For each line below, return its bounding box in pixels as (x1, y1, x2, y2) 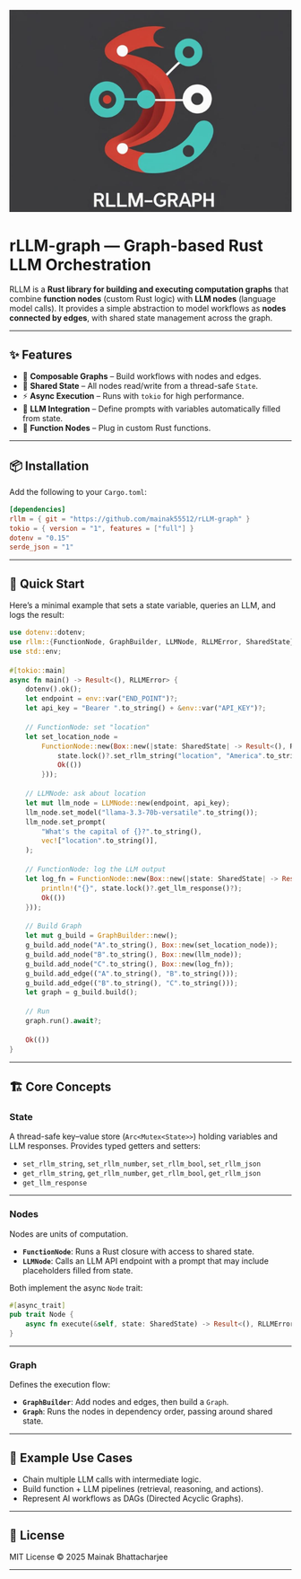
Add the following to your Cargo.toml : (9, 486, 148, 497)
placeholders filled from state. (21, 1265, 133, 1275)
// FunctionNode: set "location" (25, 722, 150, 732)
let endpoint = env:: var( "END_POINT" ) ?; (25, 694, 178, 703)
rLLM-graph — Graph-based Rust (9, 235, 264, 256)
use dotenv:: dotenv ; (9, 628, 87, 638)
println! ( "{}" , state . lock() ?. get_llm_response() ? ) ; (41, 884, 243, 893)
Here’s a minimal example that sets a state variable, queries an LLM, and (9, 600, 276, 611)
